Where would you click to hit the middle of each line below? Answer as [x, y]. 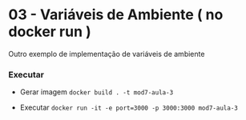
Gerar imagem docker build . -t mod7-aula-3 [97, 92]
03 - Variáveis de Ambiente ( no [116, 15]
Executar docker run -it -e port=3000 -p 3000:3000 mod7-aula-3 [129, 108]
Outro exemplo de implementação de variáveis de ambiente [107, 54]
